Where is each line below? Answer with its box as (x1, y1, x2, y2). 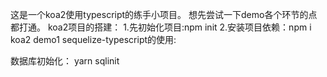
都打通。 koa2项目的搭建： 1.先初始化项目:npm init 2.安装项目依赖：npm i (10, 21, 312, 33)
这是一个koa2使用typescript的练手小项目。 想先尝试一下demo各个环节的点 (10, 9, 318, 20)
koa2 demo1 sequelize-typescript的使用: (10, 34, 177, 45)
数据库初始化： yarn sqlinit (10, 55, 120, 67)
